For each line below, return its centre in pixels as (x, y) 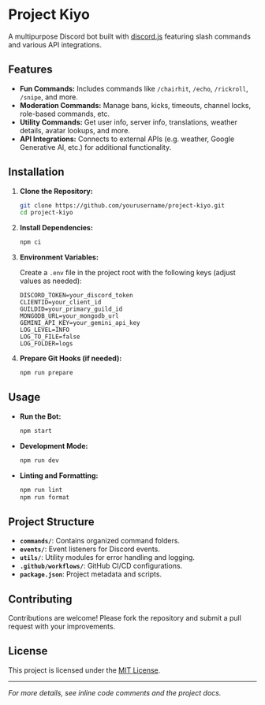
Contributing (40, 599)
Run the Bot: (40, 416)
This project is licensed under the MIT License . (84, 670)
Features (30, 70)
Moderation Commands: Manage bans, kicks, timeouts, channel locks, (135, 105)
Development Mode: (54, 446)
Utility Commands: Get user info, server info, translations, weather (129, 122)
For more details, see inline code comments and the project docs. (115, 692)
